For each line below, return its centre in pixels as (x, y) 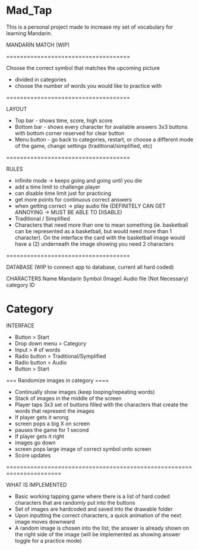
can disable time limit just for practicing (63, 193)
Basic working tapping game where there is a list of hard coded (92, 496)
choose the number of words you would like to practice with (88, 86)
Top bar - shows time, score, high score (64, 120)
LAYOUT (17, 109)
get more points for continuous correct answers (73, 199)
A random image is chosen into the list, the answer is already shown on (102, 528)
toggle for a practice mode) (48, 540)
